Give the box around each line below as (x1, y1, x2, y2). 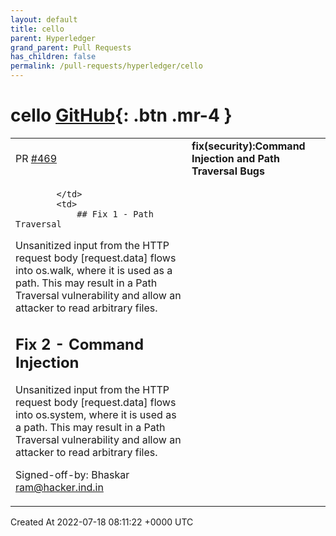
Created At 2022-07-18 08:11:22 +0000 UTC (10, 516, 194, 528)
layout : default (10, 14, 78, 25)
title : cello (10, 24, 65, 34)
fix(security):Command (191, 139, 306, 153)
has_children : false (10, 52, 97, 62)
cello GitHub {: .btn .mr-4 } (10, 104, 233, 127)
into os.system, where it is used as (15, 408, 177, 422)
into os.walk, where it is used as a (15, 263, 173, 277)
